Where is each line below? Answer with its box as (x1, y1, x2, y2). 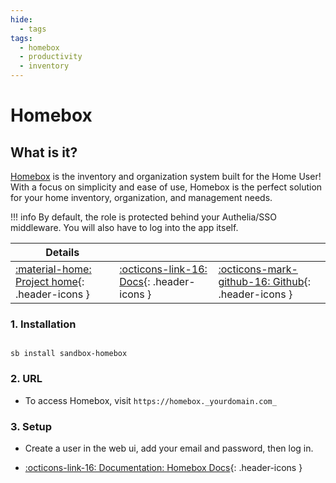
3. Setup (10, 419, 52, 433)
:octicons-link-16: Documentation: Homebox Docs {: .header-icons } (24, 461, 303, 473)
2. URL (10, 372, 43, 386)
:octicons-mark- (218, 262, 298, 276)
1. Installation (10, 317, 77, 331)
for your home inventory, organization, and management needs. (10, 192, 273, 203)
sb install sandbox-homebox (10, 349, 128, 359)
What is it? (10, 144, 78, 161)
